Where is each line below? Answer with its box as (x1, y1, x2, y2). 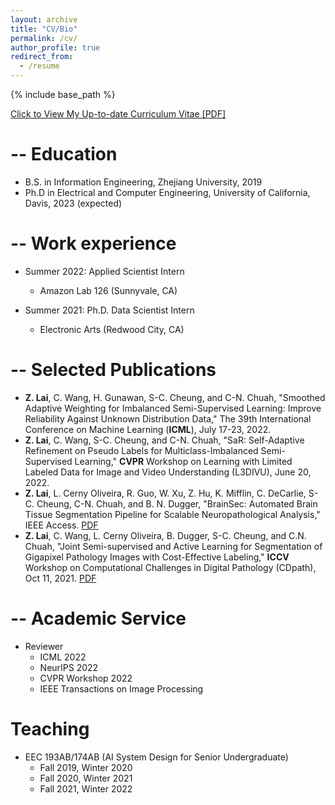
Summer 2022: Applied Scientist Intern (24, 265, 185, 277)
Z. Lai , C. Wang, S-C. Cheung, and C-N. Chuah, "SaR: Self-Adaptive (24, 434, 305, 446)
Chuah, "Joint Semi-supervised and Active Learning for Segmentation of (24, 540, 323, 552)
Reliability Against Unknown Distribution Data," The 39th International (24, 412, 312, 425)
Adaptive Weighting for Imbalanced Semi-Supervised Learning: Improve (24, 402, 322, 414)
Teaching (10, 717, 90, 740)
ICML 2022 (39, 651, 87, 663)
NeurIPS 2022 (39, 661, 99, 673)
